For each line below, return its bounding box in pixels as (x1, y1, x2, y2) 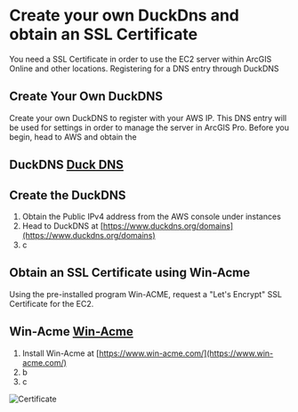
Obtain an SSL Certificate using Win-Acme (9, 265, 251, 280)
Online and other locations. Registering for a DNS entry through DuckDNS (9, 63, 279, 74)
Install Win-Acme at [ (21, 348, 100, 359)
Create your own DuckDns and (9, 5, 240, 26)
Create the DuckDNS (9, 188, 126, 203)
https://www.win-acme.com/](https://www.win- (99, 348, 274, 359)
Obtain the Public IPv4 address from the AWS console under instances (21, 211, 282, 222)
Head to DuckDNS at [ (21, 220, 104, 231)
